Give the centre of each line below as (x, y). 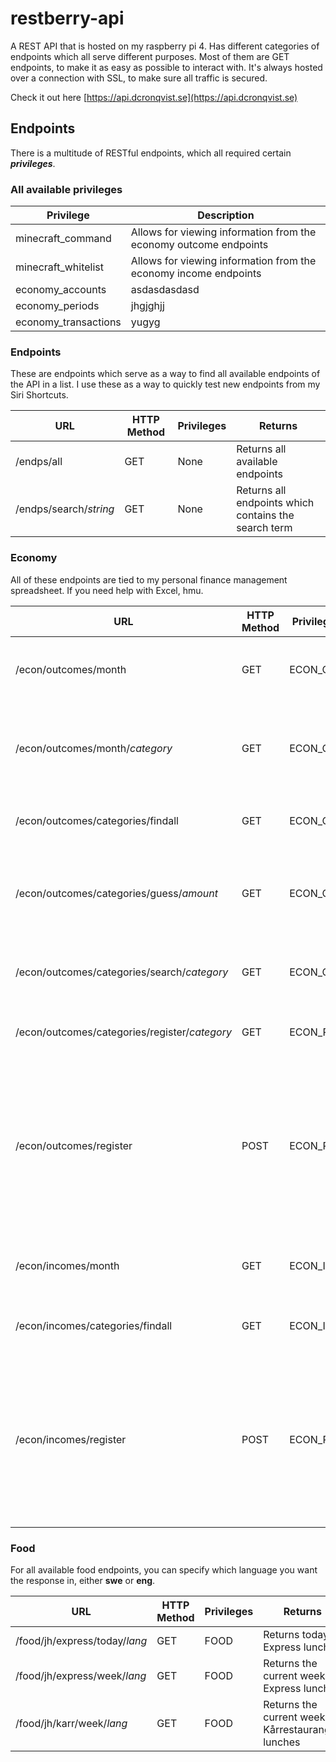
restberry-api (67, 18)
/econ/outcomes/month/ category (94, 748)
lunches (282, 1742)
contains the (265, 515)
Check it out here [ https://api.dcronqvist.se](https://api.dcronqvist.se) (154, 97)
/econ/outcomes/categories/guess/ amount (117, 893)
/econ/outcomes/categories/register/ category (123, 1032)
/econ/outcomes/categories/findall (97, 820)
